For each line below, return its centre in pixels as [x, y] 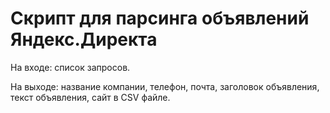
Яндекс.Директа [84, 39]
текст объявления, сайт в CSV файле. [90, 97]
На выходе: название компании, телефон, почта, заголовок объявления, [165, 86]
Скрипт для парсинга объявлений [160, 18]
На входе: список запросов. [70, 67]
